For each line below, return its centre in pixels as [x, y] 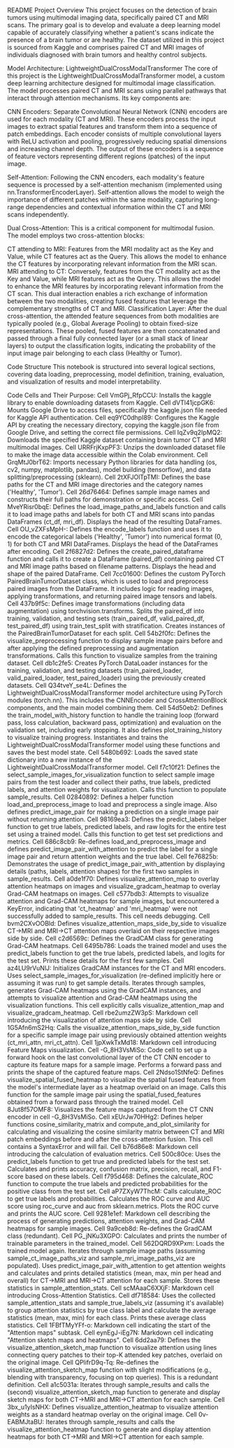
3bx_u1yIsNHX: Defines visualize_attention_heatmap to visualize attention [113, 1407]
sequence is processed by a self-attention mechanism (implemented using [115, 185]
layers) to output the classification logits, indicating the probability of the [111, 346]
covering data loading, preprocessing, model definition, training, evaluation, [116, 374]
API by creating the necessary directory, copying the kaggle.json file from [113, 425]
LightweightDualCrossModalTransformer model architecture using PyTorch [115, 693]
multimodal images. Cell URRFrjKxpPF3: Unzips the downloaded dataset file [116, 447]
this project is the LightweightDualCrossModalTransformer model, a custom [116, 76]
